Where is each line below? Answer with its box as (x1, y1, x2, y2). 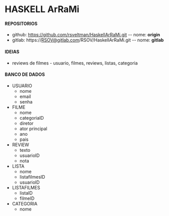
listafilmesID (19, 174, 45, 180)
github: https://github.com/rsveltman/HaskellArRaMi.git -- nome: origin (12, 32, 160, 38)
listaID (19, 190, 33, 196)
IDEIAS (5, 48, 20, 55)
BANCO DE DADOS (5, 72, 45, 78)
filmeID (19, 195, 35, 201)
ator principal (19, 125, 47, 132)
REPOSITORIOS (5, 20, 38, 26)
